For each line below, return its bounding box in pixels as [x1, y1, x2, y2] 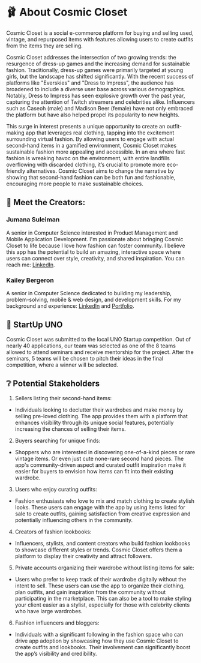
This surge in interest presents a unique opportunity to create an [6, 122, 166, 130]
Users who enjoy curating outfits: [14, 485, 97, 493]
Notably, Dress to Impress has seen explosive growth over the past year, [6, 92, 185, 99]
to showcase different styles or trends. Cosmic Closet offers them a [14, 546, 182, 553]
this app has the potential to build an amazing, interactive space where [6, 248, 181, 256]
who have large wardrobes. [14, 607, 83, 614]
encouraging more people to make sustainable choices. [6, 180, 144, 187]
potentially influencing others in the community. [14, 516, 133, 523]
